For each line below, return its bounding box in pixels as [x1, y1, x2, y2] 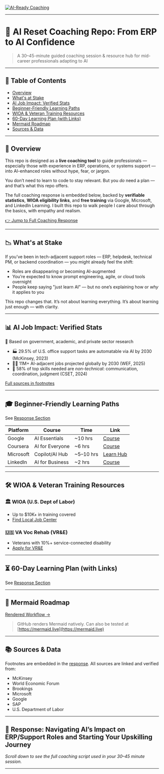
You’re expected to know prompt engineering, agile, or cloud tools [12, 274, 145, 280]
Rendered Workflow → [5, 611, 50, 617]
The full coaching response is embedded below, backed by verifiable [5, 192, 145, 198]
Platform [8, 427, 29, 433]
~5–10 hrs [74, 451, 99, 457]
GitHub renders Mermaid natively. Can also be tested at [17, 621, 129, 627]
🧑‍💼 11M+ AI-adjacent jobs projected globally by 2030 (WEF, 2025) [12, 361, 145, 367]
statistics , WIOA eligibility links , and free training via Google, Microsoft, [5, 197, 152, 203]
